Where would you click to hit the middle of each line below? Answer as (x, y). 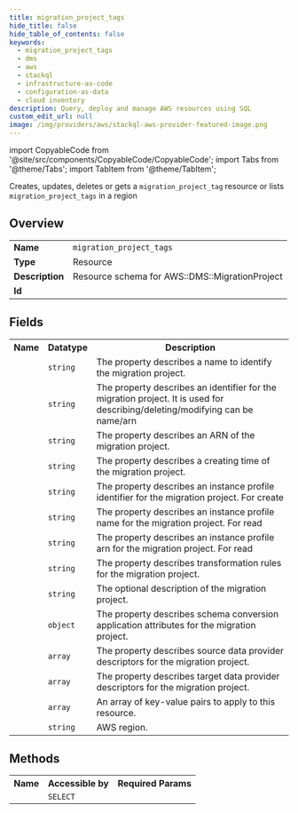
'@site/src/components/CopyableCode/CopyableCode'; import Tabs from (144, 159)
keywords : (27, 42)
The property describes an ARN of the (176, 434)
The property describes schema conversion (188, 614)
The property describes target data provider (188, 676)
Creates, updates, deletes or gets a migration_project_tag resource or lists (147, 186)
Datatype (68, 347)
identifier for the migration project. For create (190, 497)
